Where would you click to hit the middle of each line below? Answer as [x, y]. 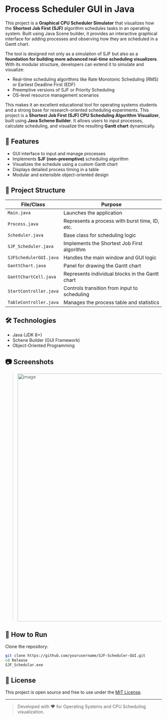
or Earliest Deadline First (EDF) [44, 84]
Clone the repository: [27, 646]
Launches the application [93, 212]
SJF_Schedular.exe [24, 665]
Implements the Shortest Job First [103, 243]
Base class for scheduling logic [100, 235]
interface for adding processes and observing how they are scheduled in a [82, 39]
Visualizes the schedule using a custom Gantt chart [65, 164]
